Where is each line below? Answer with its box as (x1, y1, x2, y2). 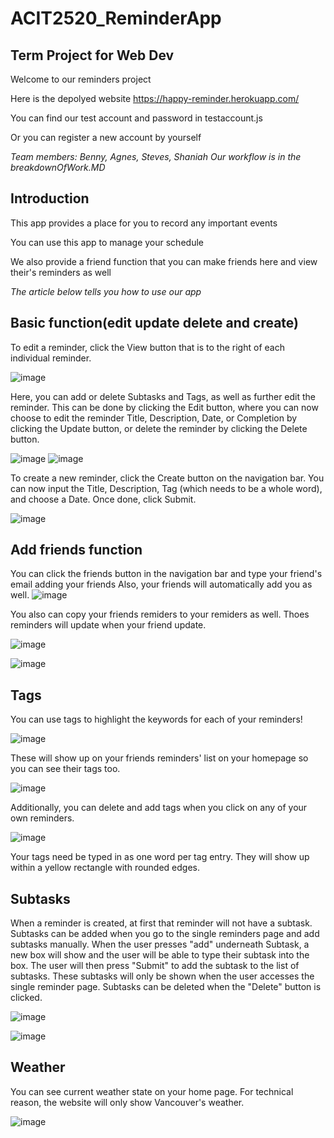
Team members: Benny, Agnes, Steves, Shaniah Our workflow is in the (10, 151, 302, 162)
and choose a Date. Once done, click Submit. (10, 493, 197, 505)
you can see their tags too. (10, 763, 121, 775)
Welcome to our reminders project (10, 73, 152, 85)
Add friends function (10, 542, 143, 559)
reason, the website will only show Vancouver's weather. (10, 1096, 245, 1108)
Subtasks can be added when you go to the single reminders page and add (10, 928, 320, 940)
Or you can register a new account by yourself (10, 132, 202, 143)
